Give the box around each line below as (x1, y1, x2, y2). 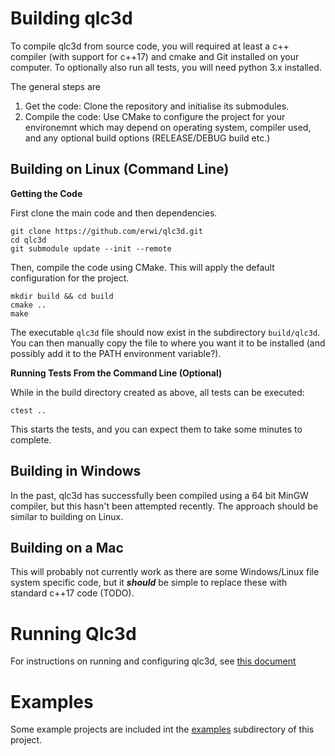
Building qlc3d (10, 7, 133, 30)
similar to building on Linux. (10, 510, 124, 522)
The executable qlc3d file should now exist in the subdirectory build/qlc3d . (10, 326, 321, 338)
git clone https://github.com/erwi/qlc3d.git (10, 226, 203, 236)
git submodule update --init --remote (10, 243, 172, 254)
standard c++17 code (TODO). (10, 587, 135, 599)
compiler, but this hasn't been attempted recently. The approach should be (10, 500, 319, 512)
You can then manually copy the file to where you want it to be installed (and (10, 337, 326, 349)
